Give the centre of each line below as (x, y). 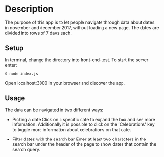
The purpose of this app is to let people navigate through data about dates (80, 22)
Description (29, 9)
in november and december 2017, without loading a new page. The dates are (82, 27)
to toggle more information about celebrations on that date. (72, 129)
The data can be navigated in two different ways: (54, 110)
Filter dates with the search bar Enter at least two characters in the (79, 139)
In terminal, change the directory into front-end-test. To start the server (77, 60)
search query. (26, 149)
